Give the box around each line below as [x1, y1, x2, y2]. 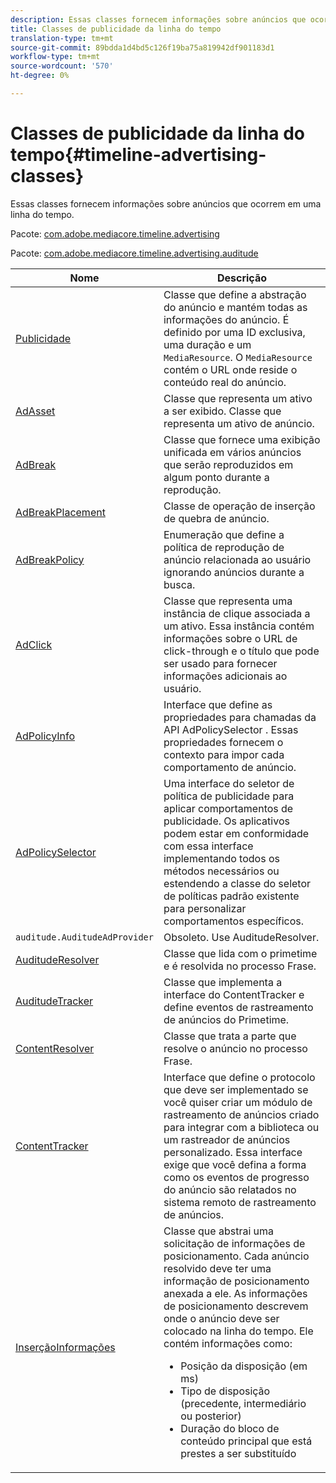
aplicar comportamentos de [163, 801, 294, 815]
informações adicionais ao [163, 669, 288, 683]
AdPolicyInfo [15, 729, 76, 743]
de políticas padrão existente [163, 889, 300, 903]
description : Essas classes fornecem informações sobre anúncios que [10, 14, 307, 25]
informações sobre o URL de [163, 631, 298, 645]
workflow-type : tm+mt [10, 52, 101, 62]
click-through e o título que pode [163, 644, 320, 658]
